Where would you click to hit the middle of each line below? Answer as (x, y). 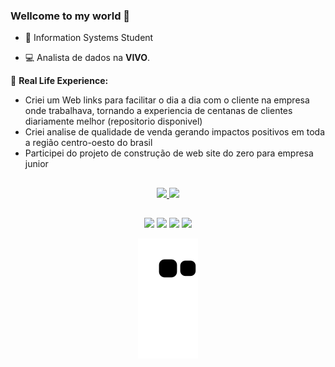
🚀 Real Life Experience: (59, 81)
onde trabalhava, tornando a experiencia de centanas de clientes (158, 111)
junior (36, 164)
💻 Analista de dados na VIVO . (87, 58)
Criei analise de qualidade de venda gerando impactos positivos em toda (175, 132)
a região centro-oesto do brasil (88, 143)
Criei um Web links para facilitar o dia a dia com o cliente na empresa (167, 100)
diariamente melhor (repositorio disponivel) (113, 121)
